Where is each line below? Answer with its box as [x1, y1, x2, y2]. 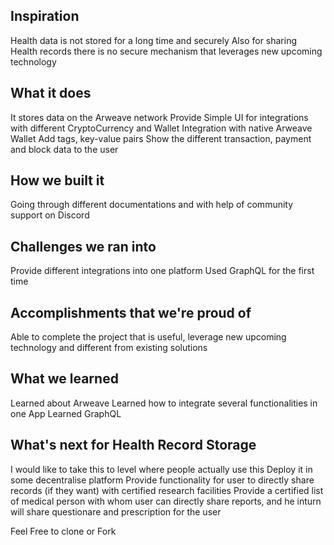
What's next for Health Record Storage [10, 437, 257, 454]
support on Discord [10, 209, 90, 221]
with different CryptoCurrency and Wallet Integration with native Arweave [10, 122, 313, 134]
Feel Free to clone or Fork [10, 525, 117, 537]
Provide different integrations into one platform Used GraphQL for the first [10, 265, 315, 277]
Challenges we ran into [10, 238, 157, 255]
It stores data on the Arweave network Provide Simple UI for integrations [10, 111, 309, 123]
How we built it [10, 172, 105, 189]
